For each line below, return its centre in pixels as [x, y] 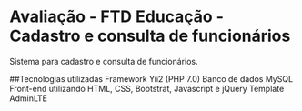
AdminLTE [29, 98]
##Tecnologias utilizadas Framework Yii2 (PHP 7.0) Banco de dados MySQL [151, 78]
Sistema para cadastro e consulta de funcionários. [104, 61]
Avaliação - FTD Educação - [117, 17]
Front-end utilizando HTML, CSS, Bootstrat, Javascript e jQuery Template [147, 88]
